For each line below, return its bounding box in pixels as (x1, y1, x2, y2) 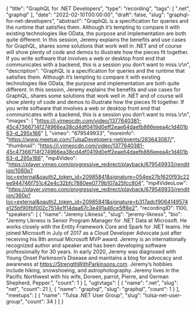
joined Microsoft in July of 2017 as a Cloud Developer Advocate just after (6, 229, 183, 236)
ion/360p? (6, 192, 31, 199)
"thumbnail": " (6, 142, 40, 149)
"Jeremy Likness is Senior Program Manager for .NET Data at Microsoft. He (6, 217, 187, 224)
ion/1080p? (6, 167, 33, 174)
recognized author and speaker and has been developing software (6, 242, 167, 249)
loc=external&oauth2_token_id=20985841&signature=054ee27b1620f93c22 (6, 173, 190, 180)
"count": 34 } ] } (25, 298, 64, 305)
